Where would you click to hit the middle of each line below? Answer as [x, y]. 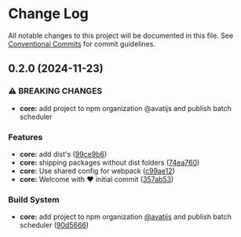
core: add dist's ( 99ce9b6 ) [63, 154]
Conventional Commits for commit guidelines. [82, 43]
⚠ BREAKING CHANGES [55, 91]
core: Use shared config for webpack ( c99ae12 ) [97, 171]
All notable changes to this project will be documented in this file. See [121, 35]
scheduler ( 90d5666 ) [54, 225]
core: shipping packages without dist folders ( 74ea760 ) [110, 162]
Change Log [48, 14]
